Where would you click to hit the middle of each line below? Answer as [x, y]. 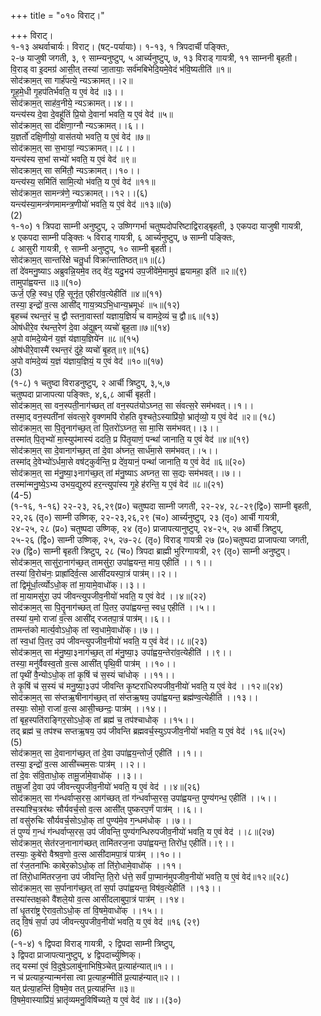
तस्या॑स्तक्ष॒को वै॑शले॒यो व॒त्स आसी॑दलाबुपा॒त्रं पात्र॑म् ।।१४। [97, 899]
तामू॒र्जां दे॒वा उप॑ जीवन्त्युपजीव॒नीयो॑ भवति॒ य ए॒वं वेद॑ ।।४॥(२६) [105, 786]
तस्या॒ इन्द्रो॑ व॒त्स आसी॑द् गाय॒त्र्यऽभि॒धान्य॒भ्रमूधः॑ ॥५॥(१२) [95, 304]
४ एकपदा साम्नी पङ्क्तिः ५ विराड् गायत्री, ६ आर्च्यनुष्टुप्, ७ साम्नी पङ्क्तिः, [123, 237]
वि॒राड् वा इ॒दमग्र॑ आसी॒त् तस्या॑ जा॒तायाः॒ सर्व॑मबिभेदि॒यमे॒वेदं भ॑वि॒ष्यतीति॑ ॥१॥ [121, 69]
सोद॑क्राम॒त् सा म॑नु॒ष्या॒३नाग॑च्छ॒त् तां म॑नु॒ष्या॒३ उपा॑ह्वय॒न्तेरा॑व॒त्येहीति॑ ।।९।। [121, 652]
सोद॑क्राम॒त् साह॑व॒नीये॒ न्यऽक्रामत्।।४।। [72, 103]
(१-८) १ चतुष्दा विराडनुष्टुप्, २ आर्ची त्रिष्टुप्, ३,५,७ [90, 383]
